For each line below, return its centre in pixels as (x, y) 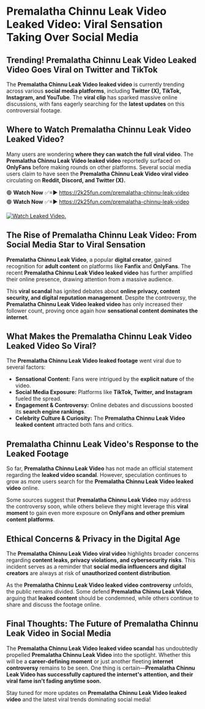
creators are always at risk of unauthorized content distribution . (89, 573)
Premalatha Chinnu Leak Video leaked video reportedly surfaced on (93, 160)
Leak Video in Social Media (59, 633)
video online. (23, 488)
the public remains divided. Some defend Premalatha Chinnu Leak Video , (100, 592)
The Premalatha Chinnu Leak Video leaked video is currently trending (95, 84)
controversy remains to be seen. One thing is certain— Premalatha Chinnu (101, 668)
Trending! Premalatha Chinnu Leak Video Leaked (102, 60)
